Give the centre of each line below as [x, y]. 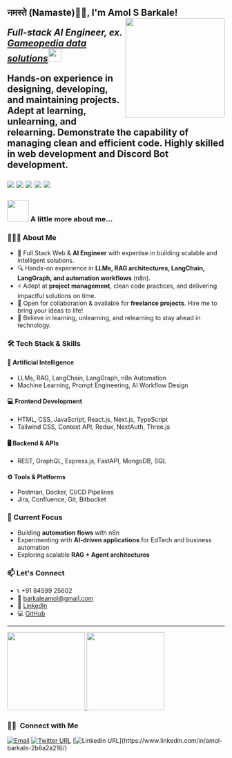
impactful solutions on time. [57, 295]
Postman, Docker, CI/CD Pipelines [65, 492]
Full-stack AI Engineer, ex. [65, 33]
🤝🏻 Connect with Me [43, 725]
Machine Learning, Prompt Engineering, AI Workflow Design [103, 385]
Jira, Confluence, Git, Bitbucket [62, 499]
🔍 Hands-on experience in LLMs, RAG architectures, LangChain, [111, 268]
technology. [34, 325]
